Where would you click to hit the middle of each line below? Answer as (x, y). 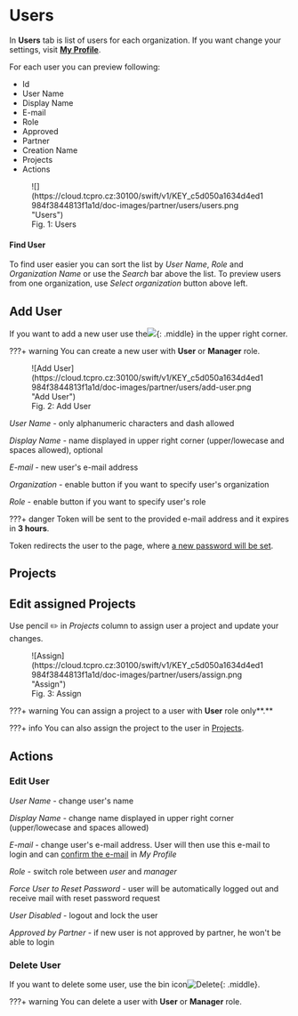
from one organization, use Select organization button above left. (129, 283)
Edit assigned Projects (72, 604)
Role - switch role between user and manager (93, 871)
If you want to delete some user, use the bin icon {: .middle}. (135, 985)
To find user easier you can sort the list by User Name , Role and (126, 264)
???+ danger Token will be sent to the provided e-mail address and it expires (149, 519)
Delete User (35, 964)
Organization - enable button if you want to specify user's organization (139, 484)
